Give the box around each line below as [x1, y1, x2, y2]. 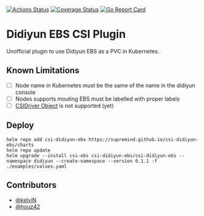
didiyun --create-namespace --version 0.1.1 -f [33, 158, 157, 164]
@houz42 [15, 202, 40, 210]
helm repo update [6, 147, 51, 153]
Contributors [6, 180, 57, 190]
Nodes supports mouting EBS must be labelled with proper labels [15, 95, 180, 102]
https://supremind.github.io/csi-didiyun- [88, 136, 199, 142]
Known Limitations [6, 65, 80, 76]
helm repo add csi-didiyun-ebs [6, 136, 86, 142]
